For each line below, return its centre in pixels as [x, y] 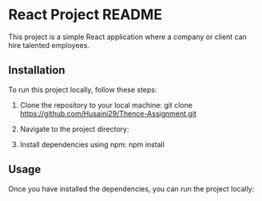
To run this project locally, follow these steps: [83, 89]
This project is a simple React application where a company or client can [128, 37]
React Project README [85, 15]
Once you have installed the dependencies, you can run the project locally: [131, 188]
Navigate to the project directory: [74, 128]
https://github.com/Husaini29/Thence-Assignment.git [108, 113]
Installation [37, 71]
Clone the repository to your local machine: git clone [106, 104]
